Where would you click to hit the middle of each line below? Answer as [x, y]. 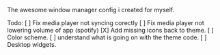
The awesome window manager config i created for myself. [91, 10]
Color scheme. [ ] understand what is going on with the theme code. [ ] [107, 37]
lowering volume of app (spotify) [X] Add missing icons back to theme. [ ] [110, 30]
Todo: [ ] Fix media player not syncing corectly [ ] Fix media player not [106, 23]
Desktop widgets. [32, 44]
